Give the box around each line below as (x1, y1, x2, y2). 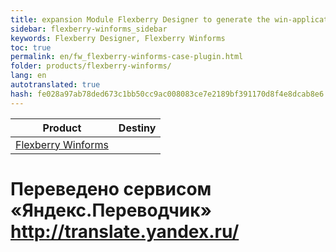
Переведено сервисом (10, 177, 212, 200)
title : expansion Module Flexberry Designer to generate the (10, 14, 271, 25)
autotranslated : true (10, 80, 101, 90)
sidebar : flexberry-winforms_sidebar (10, 24, 168, 34)
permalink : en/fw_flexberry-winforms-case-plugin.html (10, 52, 244, 62)
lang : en (10, 71, 47, 81)
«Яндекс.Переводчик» (10, 199, 213, 221)
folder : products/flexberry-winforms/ (10, 61, 172, 71)
